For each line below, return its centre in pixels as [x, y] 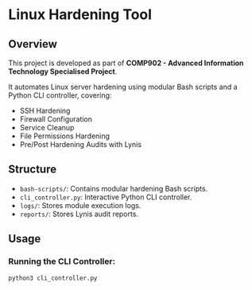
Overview [33, 44]
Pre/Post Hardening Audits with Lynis [80, 144]
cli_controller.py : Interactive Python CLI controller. [106, 197]
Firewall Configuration [56, 119]
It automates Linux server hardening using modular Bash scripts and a [123, 87]
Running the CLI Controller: [62, 261]
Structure [33, 170]
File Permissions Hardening [64, 136]
